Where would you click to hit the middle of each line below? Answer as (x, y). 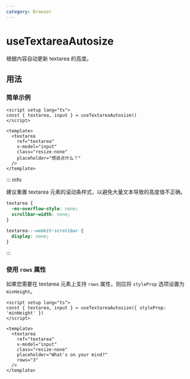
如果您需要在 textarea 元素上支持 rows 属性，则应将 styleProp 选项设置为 (95, 284)
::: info (14, 180)
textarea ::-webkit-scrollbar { (45, 231)
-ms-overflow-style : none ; (45, 209)
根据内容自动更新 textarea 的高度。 (49, 58)
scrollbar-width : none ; (41, 215)
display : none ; (30, 236)
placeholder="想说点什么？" (49, 159)
